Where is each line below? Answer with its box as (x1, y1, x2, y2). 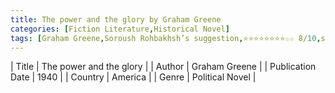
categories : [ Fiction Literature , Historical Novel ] (10, 24, 230, 34)
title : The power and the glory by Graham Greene (10, 14, 222, 25)
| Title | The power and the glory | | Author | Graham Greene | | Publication (10, 61, 317, 73)
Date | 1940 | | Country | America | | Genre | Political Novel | (10, 71, 257, 83)
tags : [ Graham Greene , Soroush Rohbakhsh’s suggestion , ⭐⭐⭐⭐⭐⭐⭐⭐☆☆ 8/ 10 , (10, 33, 322, 43)
